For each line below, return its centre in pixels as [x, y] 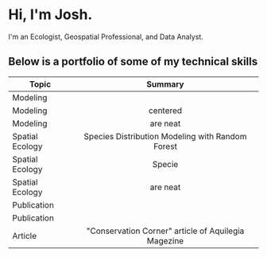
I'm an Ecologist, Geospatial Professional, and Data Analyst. [106, 37]
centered [165, 111]
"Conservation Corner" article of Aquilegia [165, 231]
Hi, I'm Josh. [50, 15]
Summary [165, 84]
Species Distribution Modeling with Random [165, 136]
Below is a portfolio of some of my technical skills [133, 62]
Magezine [165, 240]
